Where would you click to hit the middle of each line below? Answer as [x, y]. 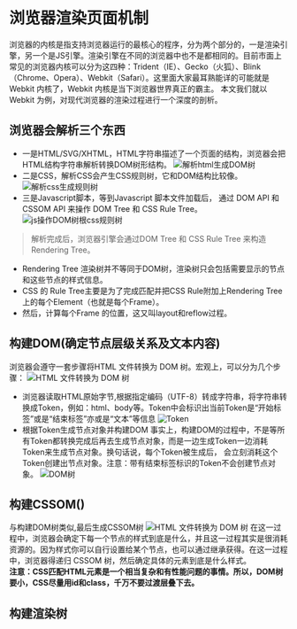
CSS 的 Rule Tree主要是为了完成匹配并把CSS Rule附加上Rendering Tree [152, 291]
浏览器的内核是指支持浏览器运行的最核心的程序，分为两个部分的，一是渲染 [145, 44]
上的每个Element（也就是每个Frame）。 [93, 301]
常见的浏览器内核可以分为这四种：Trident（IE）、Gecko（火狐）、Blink [135, 66]
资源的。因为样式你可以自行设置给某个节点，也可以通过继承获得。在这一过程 [148, 549]
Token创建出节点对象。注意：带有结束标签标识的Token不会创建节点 [145, 462]
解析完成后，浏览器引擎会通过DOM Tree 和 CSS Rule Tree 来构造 [148, 238]
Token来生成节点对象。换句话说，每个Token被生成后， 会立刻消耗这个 [150, 452]
